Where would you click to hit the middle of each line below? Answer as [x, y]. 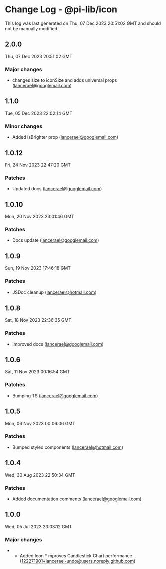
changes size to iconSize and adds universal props [65, 80]
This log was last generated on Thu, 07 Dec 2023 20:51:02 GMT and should [83, 23]
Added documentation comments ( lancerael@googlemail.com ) [77, 499]
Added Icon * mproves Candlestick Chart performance [76, 556]
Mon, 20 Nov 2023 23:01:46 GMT [40, 217]
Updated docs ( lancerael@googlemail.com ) [57, 189]
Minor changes [24, 126]
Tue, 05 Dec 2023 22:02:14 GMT [39, 113]
